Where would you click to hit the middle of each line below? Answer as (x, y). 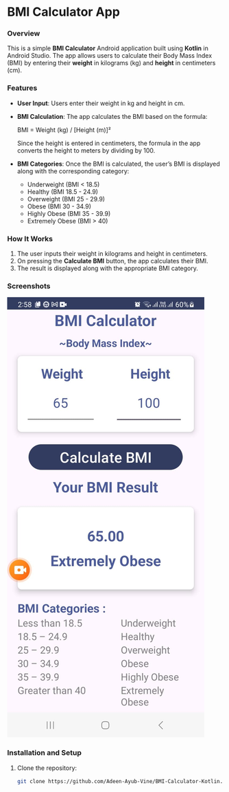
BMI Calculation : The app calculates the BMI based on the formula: (112, 116)
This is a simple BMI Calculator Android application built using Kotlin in (108, 48)
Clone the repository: (47, 768)
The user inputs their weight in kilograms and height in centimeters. (112, 254)
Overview (24, 34)
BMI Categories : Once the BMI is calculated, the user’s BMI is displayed (119, 164)
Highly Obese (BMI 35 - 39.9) (69, 213)
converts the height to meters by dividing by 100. (86, 150)
